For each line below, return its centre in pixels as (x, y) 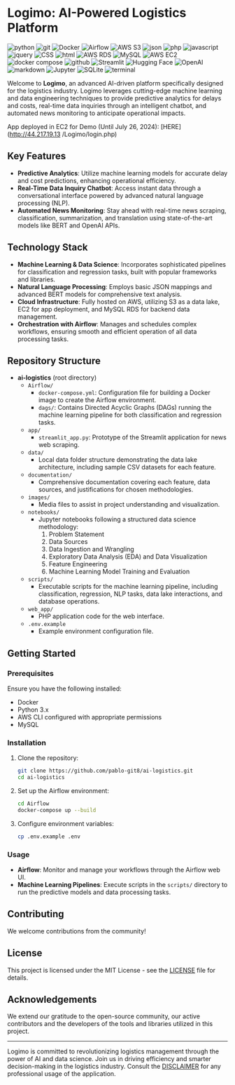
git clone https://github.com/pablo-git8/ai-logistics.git (105, 771)
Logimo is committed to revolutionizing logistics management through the (113, 1051)
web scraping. (59, 445)
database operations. (69, 601)
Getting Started (42, 653)
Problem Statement (77, 534)
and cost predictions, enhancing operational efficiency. (97, 180)
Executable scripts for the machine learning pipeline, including (128, 587)
